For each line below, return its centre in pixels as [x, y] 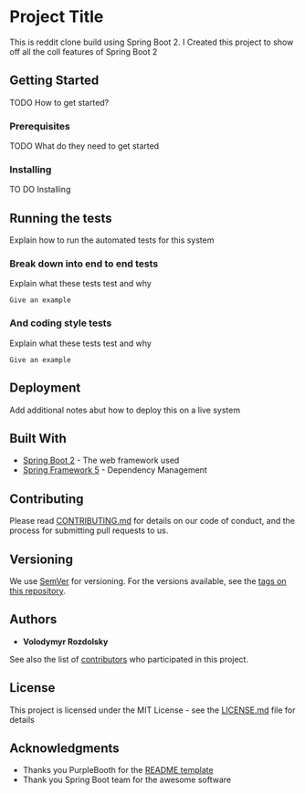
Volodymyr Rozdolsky [65, 642]
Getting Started [54, 81]
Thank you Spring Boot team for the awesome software [126, 780]
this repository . [38, 591]
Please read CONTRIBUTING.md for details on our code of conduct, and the [152, 521]
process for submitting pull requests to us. [89, 530]
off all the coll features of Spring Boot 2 [84, 51]
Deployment [45, 388]
